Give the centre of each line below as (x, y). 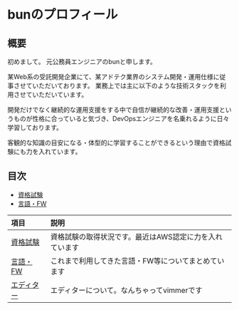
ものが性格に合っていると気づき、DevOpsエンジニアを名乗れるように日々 (121, 119)
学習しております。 (35, 128)
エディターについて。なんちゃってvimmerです (126, 290)
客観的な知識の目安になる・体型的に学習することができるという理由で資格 (116, 143)
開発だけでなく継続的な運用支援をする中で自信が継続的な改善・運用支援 (113, 110)
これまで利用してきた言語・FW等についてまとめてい (137, 261)
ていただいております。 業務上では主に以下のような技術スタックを (123, 86)
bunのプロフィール (63, 15)
